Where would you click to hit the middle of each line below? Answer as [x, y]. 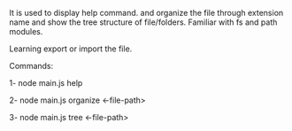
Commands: [31, 66]
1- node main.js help [46, 83]
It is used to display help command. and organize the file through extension [146, 13]
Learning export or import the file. [71, 49]
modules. [26, 31]
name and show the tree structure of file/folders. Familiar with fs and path [143, 22]
